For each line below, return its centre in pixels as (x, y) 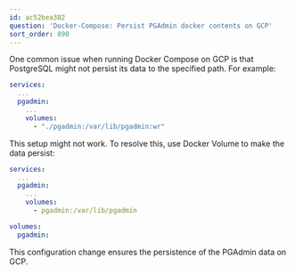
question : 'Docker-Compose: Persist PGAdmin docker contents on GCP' (141, 26)
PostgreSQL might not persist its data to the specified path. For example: (143, 68)
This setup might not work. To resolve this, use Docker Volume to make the (147, 143)
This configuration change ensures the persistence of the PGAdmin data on (148, 252)
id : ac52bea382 (37, 17)
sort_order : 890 (39, 34)
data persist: (32, 153)
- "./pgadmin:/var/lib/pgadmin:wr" (99, 126)
